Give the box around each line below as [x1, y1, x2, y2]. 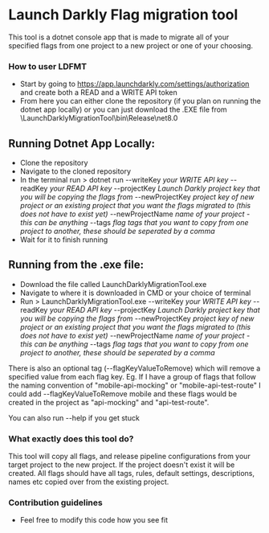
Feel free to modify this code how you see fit [19, 515, 169, 525]
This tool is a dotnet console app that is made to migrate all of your [8, 32, 230, 42]
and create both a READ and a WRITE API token [19, 88, 178, 97]
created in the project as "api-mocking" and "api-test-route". [8, 397, 210, 407]
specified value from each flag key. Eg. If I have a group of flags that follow [8, 371, 257, 381]
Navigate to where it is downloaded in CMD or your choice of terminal [19, 288, 251, 297]
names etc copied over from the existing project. [8, 477, 169, 487]
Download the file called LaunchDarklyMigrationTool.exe [19, 279, 207, 289]
